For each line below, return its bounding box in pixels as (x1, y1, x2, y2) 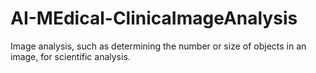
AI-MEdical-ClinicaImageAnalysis (10, 7, 298, 30)
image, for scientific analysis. (10, 50, 131, 62)
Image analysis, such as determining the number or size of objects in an (10, 40, 307, 52)
